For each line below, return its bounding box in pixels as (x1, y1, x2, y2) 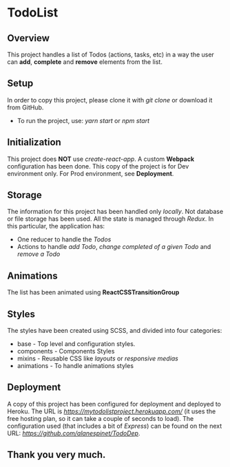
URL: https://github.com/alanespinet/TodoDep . (7, 428, 140, 437)
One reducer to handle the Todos (17, 235, 112, 243)
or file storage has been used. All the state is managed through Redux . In (7, 215, 214, 223)
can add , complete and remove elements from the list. (7, 58, 163, 66)
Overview (7, 32, 50, 44)
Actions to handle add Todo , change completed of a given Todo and (17, 243, 211, 251)
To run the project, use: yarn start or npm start (17, 116, 150, 124)
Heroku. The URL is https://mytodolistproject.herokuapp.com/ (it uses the (7, 407, 216, 415)
